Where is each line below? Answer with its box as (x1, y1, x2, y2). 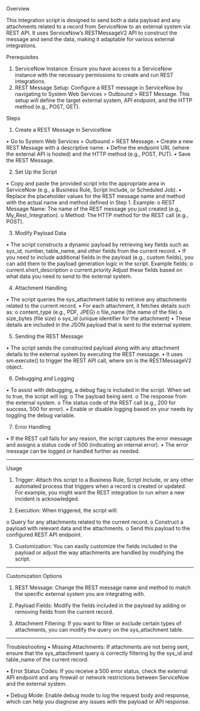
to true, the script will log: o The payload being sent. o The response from (6, 393, 187, 400)
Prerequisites (6, 54, 39, 60)
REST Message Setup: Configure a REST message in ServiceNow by (14, 84, 183, 91)
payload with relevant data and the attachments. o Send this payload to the (6, 525, 190, 531)
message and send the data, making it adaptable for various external (6, 36, 175, 42)
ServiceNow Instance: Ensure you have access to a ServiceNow (14, 65, 173, 72)
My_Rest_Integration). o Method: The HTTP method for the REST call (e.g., (6, 212, 189, 218)
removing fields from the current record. (14, 608, 114, 615)
